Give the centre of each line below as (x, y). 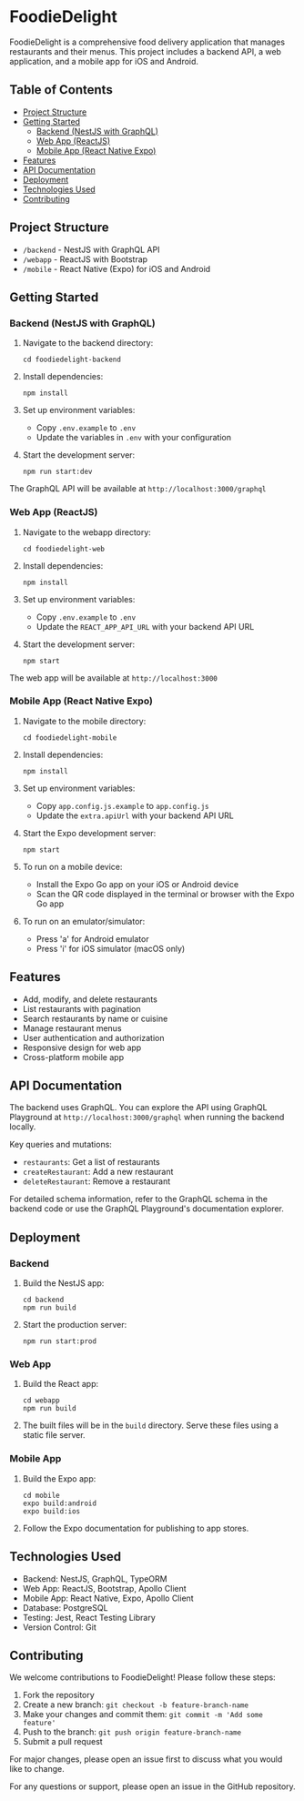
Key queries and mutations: (61, 1145)
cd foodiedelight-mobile (70, 738)
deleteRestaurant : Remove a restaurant (96, 1181)
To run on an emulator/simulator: (84, 921)
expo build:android (60, 1503)
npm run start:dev (57, 472)
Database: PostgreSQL (65, 1607)
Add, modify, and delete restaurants (90, 999)
